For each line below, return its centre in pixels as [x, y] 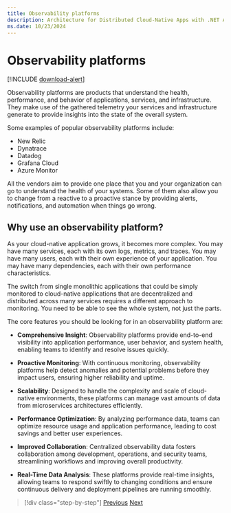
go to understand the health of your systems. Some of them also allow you [113, 191]
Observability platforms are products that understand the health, [98, 93]
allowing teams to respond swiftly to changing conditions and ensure [114, 482]
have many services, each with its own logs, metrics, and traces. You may [112, 251]
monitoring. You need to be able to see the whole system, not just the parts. [114, 308]
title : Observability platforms [53, 13]
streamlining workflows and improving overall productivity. [100, 461]
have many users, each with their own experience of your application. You [112, 259]
